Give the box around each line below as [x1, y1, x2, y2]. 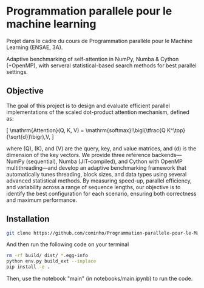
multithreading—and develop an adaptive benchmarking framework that [6, 164, 187, 171]
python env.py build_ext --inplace [6, 258, 97, 264]
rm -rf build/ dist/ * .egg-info [6, 253, 88, 259]
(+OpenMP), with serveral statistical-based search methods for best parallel [6, 62, 197, 69]
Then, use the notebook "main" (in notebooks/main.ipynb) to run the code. [6, 275, 193, 283]
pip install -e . [6, 264, 50, 270]
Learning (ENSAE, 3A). [6, 44, 63, 51]
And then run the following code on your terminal [6, 241, 129, 248]
